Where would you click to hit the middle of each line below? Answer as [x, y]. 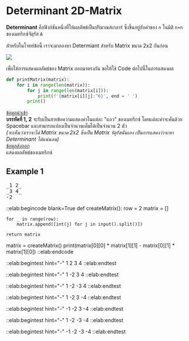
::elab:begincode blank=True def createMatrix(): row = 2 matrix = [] [87, 208]
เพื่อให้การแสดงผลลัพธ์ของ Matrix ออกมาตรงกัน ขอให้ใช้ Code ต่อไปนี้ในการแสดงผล [90, 68]
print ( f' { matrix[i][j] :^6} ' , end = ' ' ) [87, 96]
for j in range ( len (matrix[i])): [68, 90]
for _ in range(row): [33, 219]
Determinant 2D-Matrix [64, 11]
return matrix [23, 235]
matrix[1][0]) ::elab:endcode [40, 252]
